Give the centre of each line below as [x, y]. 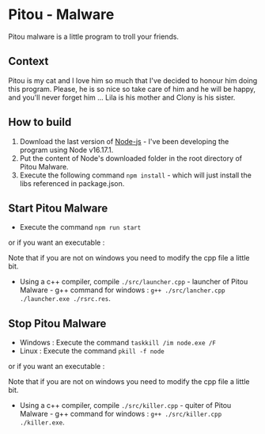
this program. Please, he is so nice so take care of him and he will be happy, [132, 89]
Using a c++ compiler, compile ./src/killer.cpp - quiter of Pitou [125, 405]
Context [28, 61]
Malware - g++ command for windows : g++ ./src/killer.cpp [121, 414]
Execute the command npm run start [80, 227]
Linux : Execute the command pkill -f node [92, 351]
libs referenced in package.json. [72, 183]
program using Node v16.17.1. [66, 150]
